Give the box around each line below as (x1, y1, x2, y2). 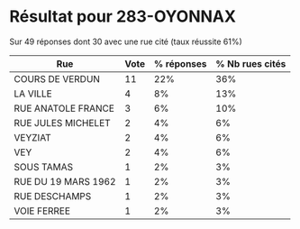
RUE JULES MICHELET (14, 116, 111, 129)
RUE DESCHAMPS (14, 189, 92, 202)
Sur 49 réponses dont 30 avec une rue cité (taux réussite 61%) (9, 36, 243, 47)
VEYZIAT (14, 131, 51, 143)
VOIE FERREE (14, 205, 70, 217)
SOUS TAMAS (14, 160, 74, 173)
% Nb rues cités (215, 57, 286, 69)
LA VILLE (14, 87, 52, 100)
